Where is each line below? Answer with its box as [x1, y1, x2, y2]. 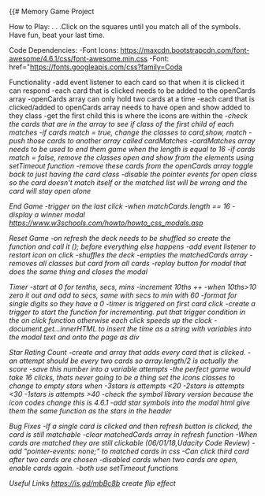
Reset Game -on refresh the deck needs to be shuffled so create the [9, 234, 231, 242]
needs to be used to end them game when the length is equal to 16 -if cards [9, 145, 256, 154]
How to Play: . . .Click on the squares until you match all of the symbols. [9, 22, 241, 31]
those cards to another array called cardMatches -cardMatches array [27, 136, 256, 145]
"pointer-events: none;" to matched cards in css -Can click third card [23, 446, 249, 456]
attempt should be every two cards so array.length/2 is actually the [19, 356, 239, 365]
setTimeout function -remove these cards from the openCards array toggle [9, 161, 253, 170]
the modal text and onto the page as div [9, 332, 140, 342]
